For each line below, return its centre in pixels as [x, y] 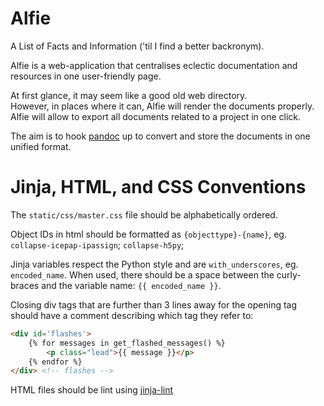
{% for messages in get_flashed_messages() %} [127, 343]
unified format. [41, 146]
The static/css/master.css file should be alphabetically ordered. [144, 214]
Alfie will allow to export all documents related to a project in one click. [156, 116]
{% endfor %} [55, 362]
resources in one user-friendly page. [86, 76]
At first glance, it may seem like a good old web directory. [129, 95]
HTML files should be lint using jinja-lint [92, 390]
